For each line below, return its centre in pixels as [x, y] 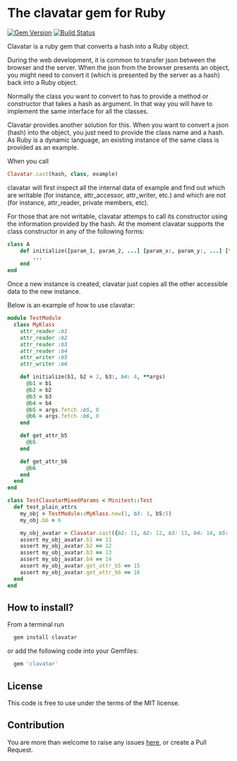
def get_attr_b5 [44, 436]
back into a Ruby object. [42, 82]
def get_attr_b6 [44, 461]
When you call [28, 161]
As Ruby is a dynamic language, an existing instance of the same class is [113, 140]
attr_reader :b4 [44, 351]
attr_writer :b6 [44, 364]
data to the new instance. [44, 292]
